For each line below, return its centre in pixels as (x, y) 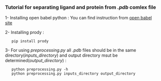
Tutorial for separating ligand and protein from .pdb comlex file (80, 7)
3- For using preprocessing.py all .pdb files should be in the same (71, 50)
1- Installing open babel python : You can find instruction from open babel (78, 18)
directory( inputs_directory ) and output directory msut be (61, 55)
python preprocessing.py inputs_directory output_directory (73, 74)
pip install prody (30, 41)
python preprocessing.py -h (40, 69)
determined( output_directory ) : (36, 61)
